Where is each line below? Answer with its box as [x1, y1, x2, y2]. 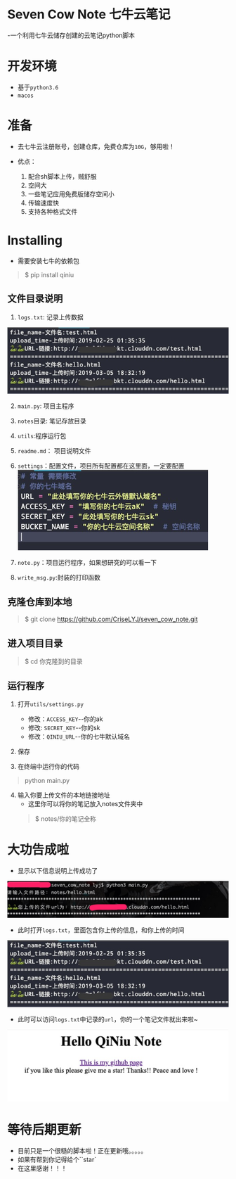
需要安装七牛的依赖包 [17, 256, 79, 265]
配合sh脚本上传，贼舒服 [27, 172, 97, 180]
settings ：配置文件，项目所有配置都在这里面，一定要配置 [17, 461, 185, 470]
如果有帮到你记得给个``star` [17, 1155, 97, 1164]
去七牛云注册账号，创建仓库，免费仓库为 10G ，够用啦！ [17, 142, 176, 151]
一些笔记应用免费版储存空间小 [27, 189, 114, 198]
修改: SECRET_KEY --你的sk [27, 723, 100, 732]
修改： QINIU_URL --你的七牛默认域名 [27, 732, 130, 741]
